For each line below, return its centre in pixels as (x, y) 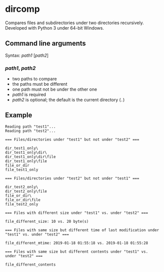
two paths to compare (35, 79)
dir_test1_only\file (26, 161)
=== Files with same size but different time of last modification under (82, 230)
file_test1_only (22, 170)
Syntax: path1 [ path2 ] (27, 55)
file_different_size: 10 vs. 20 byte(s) (47, 221)
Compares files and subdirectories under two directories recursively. (74, 23)
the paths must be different (40, 84)
